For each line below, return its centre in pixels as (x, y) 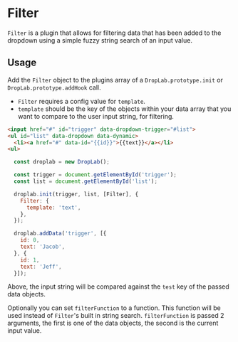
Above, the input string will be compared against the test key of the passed (118, 287)
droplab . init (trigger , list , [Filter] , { (76, 194)
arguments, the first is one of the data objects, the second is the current (113, 323)
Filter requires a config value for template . (82, 101)
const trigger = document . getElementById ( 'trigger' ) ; (95, 175)
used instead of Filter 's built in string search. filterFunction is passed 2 (116, 316)
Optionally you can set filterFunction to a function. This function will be (114, 308)
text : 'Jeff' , (41, 267)
